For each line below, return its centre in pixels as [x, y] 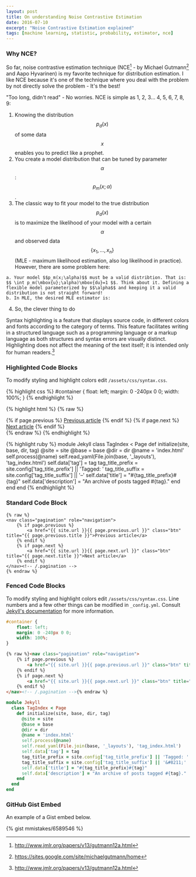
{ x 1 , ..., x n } [102, 251]
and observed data [37, 241]
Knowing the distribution [44, 115]
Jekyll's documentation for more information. [60, 611]
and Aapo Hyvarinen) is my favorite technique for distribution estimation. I [95, 74]
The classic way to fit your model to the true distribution [82, 203]
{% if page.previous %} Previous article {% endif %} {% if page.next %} [93, 420]
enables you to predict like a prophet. [59, 153]
